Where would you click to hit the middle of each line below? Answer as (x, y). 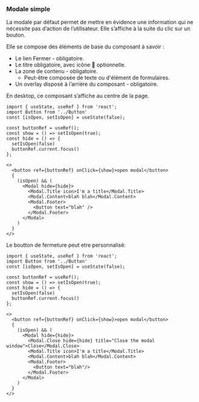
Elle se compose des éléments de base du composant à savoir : (85, 47)
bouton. (16, 35)
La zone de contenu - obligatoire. (56, 71)
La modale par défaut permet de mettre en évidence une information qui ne (100, 22)
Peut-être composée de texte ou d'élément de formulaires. (97, 78)
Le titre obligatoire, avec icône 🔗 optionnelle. (70, 65)
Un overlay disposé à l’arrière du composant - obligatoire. (87, 84)
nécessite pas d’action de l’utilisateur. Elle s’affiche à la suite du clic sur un (99, 28)
